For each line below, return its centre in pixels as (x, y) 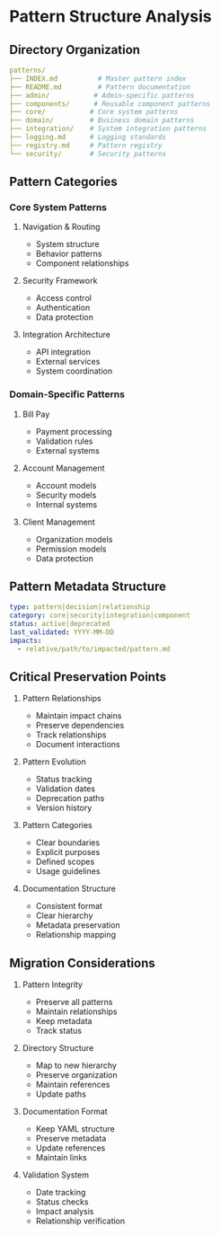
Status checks (62, 1202)
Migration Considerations (82, 963)
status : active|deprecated (60, 624)
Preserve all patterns (74, 1002)
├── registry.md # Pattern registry (86, 146)
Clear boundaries (68, 842)
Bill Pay (36, 414)
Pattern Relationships (62, 699)
